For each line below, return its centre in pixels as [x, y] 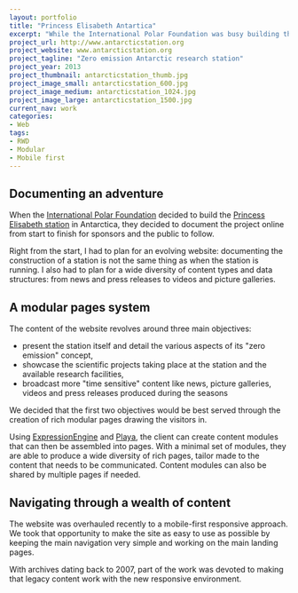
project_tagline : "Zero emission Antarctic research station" [126, 59]
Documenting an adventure [86, 193]
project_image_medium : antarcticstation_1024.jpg [103, 91]
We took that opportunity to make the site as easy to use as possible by [140, 533]
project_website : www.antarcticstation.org [91, 51]
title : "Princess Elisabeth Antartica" [83, 26]
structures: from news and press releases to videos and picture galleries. [143, 280]
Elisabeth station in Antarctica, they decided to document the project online [147, 225]
